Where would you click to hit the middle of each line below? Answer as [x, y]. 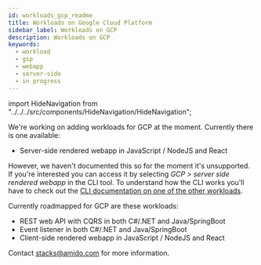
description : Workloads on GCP [59, 37]
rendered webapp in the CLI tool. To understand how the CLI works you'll [126, 182]
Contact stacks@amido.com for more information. [89, 252]
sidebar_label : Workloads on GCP [63, 30]
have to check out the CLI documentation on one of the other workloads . [125, 191]
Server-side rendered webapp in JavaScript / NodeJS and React [123, 151]
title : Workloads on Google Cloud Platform [80, 23]
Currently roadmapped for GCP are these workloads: [93, 205]
